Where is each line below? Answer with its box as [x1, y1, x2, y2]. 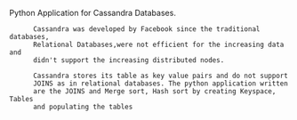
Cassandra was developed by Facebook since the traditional [32, 25, 261, 34]
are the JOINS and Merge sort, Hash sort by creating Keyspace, [32, 87, 277, 96]
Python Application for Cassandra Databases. [9, 8, 176, 18]
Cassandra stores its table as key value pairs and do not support [32, 71, 289, 80]
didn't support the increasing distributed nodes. [32, 56, 225, 65]
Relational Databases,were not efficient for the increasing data [32, 40, 285, 49]
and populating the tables [32, 102, 133, 111]
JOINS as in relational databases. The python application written [32, 79, 289, 88]
